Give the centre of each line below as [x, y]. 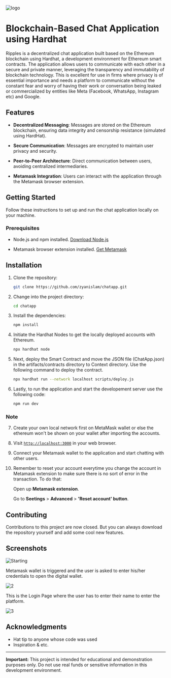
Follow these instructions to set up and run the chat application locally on [82, 210]
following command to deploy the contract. [58, 370]
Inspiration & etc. [31, 644]
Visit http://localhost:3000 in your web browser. [65, 443]
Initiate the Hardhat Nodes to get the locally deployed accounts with [84, 335]
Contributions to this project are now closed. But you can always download [84, 527]
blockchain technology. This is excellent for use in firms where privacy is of [84, 75]
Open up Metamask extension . [46, 489]
